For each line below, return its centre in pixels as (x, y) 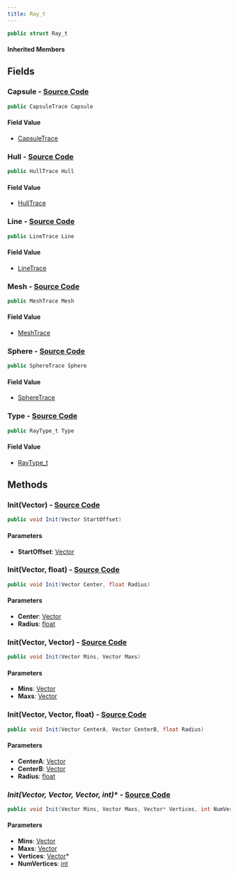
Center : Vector (39, 616)
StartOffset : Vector (46, 551)
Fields (21, 72)
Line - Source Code (41, 222)
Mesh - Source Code (44, 286)
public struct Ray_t (38, 33)
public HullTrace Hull (41, 172)
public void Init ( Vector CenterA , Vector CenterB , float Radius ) (106, 729)
